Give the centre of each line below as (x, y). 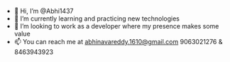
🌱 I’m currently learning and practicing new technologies (97, 19)
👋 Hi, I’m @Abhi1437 (44, 11)
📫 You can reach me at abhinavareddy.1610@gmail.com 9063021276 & (118, 42)
